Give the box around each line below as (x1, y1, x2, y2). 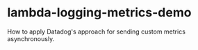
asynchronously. (7, 34, 55, 42)
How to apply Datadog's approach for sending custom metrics (7, 27, 186, 36)
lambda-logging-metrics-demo (7, 5, 192, 21)
